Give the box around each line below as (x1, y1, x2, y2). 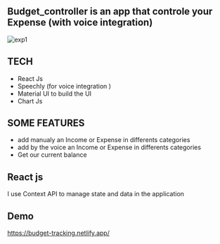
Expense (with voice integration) (7, 17, 153, 29)
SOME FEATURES (7, 117, 85, 129)
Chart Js (17, 96, 43, 105)
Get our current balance (17, 150, 87, 159)
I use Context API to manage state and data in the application (7, 190, 185, 198)
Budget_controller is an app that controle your (7, 6, 213, 18)
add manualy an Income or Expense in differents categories (17, 136, 190, 144)
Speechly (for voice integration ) (17, 82, 111, 90)
